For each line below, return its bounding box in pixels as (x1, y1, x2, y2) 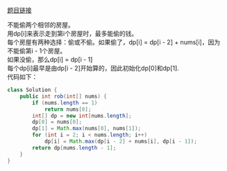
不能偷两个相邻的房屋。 (7, 21, 74, 29)
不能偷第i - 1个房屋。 (7, 47, 67, 55)
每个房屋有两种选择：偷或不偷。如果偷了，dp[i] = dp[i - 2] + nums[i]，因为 (7, 38, 221, 46)
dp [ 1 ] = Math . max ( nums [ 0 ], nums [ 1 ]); (32, 125, 142, 132)
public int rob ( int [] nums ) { (19, 93, 108, 100)
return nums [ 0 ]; (44, 106, 92, 113)
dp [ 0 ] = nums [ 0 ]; (32, 118, 82, 126)
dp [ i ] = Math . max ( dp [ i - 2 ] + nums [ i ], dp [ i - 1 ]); (44, 138, 198, 145)
